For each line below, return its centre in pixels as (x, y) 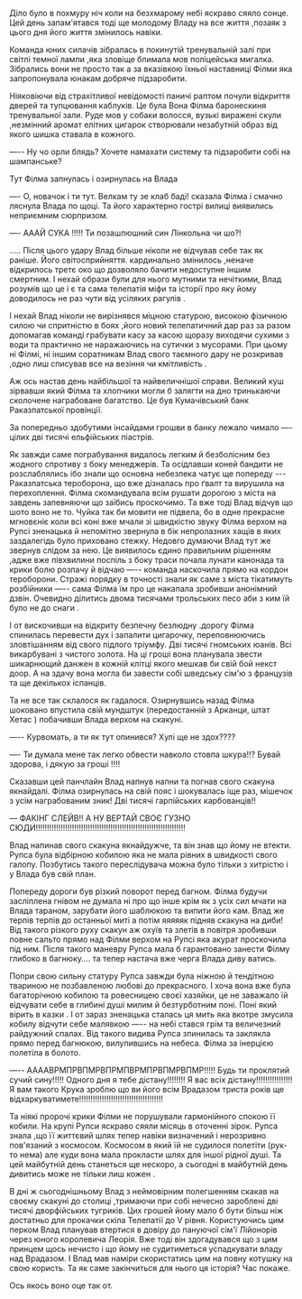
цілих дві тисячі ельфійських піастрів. (82, 437)
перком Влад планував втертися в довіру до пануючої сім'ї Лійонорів (143, 1230)
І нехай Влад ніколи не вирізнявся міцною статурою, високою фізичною (149, 316)
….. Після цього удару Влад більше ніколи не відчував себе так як (136, 250)
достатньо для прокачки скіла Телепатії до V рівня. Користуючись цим (146, 1220)
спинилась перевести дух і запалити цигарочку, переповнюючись (137, 635)
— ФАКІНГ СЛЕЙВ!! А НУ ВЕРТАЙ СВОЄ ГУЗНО (100, 818)
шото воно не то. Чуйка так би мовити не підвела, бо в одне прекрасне (147, 512)
